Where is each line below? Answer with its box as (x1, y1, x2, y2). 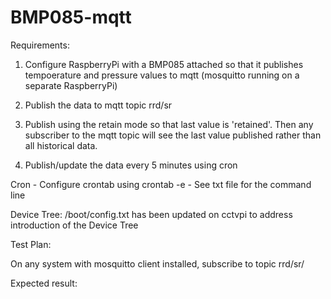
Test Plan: (10, 238, 52, 250)
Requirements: (10, 39, 70, 51)
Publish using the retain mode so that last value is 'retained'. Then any (24, 118, 314, 130)
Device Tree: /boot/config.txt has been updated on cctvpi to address (10, 208, 293, 220)
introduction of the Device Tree (10, 219, 139, 231)
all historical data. (24, 139, 98, 151)
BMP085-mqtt (10, 6, 132, 29)
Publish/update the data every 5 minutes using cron (24, 159, 238, 171)
